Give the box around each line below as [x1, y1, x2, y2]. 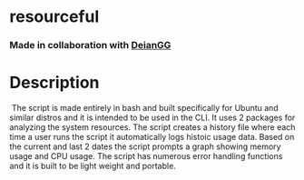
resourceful [9, 6, 100, 27]
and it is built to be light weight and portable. [9, 161, 177, 172]
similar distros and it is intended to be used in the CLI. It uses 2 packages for [9, 112, 296, 124]
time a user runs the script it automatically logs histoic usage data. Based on [9, 132, 295, 143]
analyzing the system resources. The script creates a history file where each [9, 122, 296, 133]
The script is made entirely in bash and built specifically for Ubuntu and [11, 103, 279, 114]
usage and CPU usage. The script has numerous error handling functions [9, 151, 283, 162]
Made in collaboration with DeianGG [9, 39, 172, 52]
